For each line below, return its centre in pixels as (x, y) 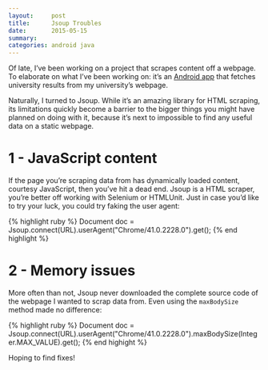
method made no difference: (55, 310)
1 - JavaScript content (83, 159)
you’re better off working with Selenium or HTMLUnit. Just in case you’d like (134, 197)
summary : (23, 38)
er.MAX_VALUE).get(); (44, 342)
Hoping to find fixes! (42, 358)
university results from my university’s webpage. (88, 86)
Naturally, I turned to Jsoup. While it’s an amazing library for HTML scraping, (134, 101)
